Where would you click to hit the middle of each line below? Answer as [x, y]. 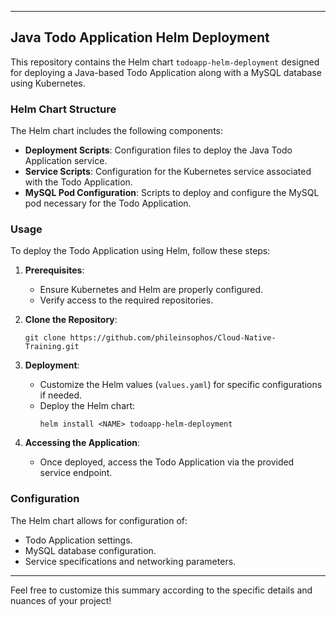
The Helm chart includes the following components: [116, 131]
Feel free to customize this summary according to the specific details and [161, 590]
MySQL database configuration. [90, 550]
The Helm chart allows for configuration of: [99, 520]
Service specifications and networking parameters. [130, 561]
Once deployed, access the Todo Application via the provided [167, 462]
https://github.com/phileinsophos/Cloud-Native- [173, 338]
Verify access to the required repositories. [126, 300]
